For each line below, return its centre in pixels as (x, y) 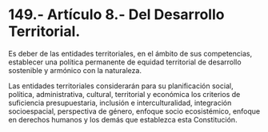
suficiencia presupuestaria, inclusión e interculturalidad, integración (120, 103)
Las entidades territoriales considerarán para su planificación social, (121, 86)
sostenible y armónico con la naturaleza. (75, 70)
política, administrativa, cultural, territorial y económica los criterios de (124, 94)
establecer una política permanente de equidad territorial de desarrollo (125, 62)
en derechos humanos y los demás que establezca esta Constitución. (123, 119)
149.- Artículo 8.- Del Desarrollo (116, 15)
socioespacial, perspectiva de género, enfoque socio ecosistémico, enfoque (134, 111)
